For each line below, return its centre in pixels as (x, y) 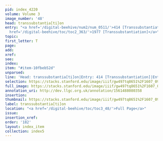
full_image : (17, 86)
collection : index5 (25, 131)
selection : (16, 81)
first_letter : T (21, 41)
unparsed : (15, 73)
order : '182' (18, 122)
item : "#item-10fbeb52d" (30, 68)
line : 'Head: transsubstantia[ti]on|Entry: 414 (54, 77)
